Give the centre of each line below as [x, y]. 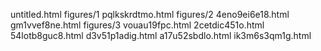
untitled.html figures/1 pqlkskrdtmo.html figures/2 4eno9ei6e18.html [150, 14]
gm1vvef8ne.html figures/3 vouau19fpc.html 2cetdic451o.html [137, 25]
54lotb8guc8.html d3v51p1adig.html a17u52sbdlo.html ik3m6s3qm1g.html [161, 35]
